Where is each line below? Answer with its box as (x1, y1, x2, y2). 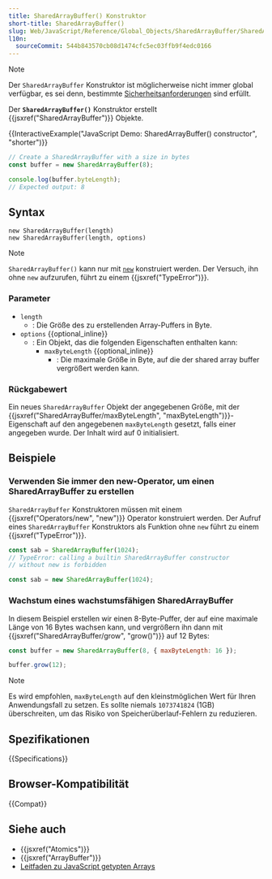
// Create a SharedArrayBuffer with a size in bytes (8, 154, 190, 162)
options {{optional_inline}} (19, 328, 108, 338)
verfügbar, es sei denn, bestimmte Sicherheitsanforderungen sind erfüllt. (8, 89, 252, 98)
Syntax (8, 206, 45, 219)
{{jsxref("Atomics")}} (19, 844, 91, 854)
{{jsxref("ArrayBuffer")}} (19, 852, 102, 862)
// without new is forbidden (8, 561, 107, 569)
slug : (8, 27, 27, 35)
